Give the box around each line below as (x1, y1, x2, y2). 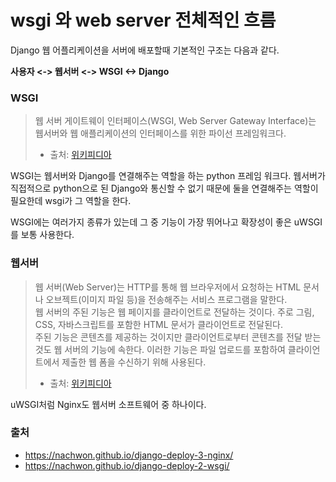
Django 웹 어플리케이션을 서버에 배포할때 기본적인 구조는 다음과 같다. (10, 44, 280, 56)
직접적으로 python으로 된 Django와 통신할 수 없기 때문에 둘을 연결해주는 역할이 (10, 182, 319, 195)
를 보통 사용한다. (10, 229, 75, 241)
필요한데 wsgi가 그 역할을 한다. (10, 195, 132, 207)
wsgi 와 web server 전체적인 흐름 (10, 9, 277, 32)
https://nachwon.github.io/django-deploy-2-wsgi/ (24, 459, 230, 471)
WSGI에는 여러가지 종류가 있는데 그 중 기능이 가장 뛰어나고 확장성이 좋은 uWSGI (10, 216, 323, 228)
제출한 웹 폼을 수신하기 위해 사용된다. (61, 356, 207, 368)
